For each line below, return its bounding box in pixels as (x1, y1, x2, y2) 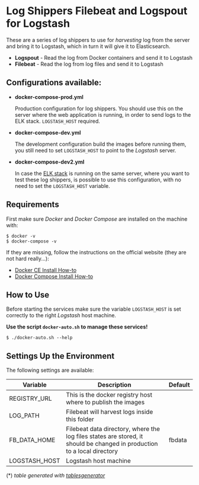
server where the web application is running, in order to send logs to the (14, 111, 191, 118)
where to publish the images (66, 398, 145, 407)
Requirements (6, 200, 59, 210)
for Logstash (6, 17, 70, 30)
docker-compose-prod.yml (14, 93, 84, 100)
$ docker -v (6, 233, 36, 239)
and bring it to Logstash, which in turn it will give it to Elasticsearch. (6, 43, 171, 50)
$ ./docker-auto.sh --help (6, 335, 73, 341)
